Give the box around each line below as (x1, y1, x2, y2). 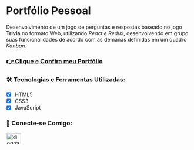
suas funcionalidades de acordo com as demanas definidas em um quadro (6, 36, 187, 43)
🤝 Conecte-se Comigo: (6, 119, 72, 127)
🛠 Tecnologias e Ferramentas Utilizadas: (6, 75, 126, 83)
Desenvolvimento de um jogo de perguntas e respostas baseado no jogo (6, 23, 182, 30)
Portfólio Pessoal (6, 4, 91, 18)
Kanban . (6, 42, 27, 49)
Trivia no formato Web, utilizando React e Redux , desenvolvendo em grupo (6, 29, 189, 36)
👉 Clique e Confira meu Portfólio (6, 57, 103, 65)
